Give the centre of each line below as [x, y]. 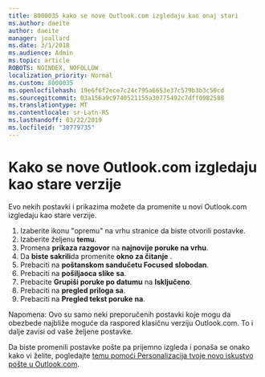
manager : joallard [39, 38]
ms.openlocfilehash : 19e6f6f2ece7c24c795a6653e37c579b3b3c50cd [116, 90]
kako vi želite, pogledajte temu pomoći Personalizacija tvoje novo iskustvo [131, 355]
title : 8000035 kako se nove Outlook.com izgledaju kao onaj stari [124, 16]
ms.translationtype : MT [48, 105]
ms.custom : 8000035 [41, 83]
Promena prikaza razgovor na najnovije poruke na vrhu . [114, 247]
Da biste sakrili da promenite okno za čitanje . [96, 256]
